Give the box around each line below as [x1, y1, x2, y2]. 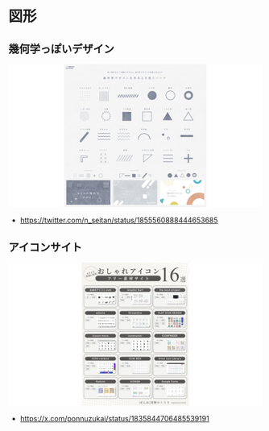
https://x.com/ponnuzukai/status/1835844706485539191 [19, 413, 209, 423]
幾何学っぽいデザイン [8, 42, 114, 56]
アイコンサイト [8, 240, 82, 254]
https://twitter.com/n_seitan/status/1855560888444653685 [19, 215, 219, 225]
